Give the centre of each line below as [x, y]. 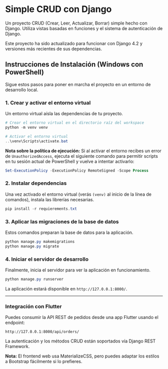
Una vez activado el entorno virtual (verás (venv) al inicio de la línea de [78, 194]
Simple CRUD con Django [58, 9]
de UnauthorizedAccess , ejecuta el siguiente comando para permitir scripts [82, 156]
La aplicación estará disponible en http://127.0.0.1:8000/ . [66, 288]
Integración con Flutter [33, 306]
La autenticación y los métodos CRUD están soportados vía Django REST [80, 341]
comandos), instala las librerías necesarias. [50, 199]
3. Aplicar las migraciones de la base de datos [62, 221]
